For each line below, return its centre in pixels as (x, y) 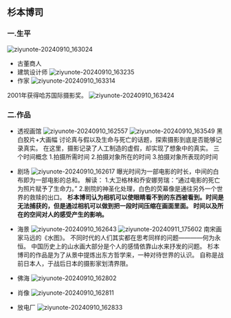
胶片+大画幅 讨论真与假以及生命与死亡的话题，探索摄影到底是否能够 (119, 139)
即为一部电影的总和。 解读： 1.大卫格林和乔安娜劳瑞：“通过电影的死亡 (122, 180)
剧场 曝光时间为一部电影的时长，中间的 (115, 171)
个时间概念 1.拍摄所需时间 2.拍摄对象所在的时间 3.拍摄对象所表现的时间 (118, 156)
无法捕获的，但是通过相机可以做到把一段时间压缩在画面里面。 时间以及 (117, 206)
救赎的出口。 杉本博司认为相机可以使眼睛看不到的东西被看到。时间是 (126, 197)
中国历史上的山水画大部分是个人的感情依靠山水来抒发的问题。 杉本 (125, 246)
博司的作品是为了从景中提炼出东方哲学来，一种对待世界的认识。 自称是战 (120, 255)
